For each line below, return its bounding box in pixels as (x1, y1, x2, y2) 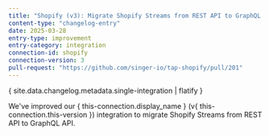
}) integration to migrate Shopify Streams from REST (89, 110, 263, 119)
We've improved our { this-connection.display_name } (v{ (8, 101, 199, 110)
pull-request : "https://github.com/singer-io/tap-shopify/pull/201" (8, 64, 243, 72)
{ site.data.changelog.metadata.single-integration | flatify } (8, 86, 203, 95)
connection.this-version (8, 110, 88, 119)
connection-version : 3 (8, 57, 85, 65)
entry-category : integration (8, 42, 106, 50)
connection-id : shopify (8, 49, 89, 57)
